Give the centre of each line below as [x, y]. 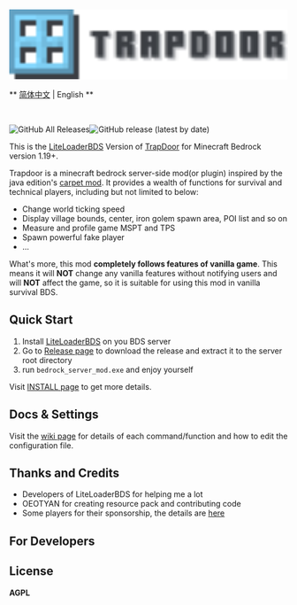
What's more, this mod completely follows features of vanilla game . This [144, 264]
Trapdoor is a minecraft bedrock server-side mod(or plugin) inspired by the [146, 173]
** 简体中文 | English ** [52, 94]
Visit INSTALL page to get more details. [80, 386]
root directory [47, 360]
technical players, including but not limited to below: [104, 192]
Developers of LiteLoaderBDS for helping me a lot [112, 494]
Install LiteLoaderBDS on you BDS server [96, 341]
